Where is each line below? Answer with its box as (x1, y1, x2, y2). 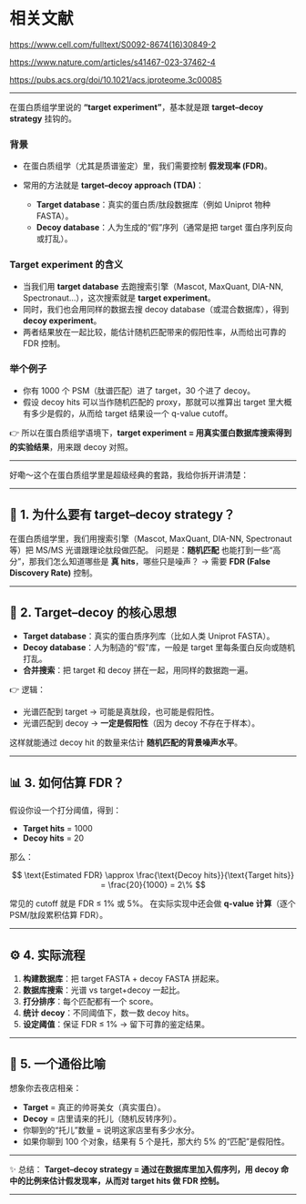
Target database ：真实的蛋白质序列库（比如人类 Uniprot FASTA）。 (22, 630, 275, 642)
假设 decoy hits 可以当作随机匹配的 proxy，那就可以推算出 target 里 (22, 396, 276, 407)
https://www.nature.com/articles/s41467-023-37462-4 (9, 56, 216, 67)
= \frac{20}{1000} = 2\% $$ (99, 880, 207, 891)
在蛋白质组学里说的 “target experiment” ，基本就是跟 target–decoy (9, 101, 264, 112)
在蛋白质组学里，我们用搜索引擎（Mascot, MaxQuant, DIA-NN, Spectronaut (9, 533, 292, 544)
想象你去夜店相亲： (9, 1082, 82, 1093)
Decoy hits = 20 (22, 832, 85, 843)
